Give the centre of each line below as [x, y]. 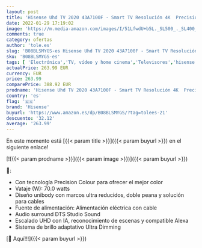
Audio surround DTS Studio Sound [57, 214]
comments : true [25, 34]
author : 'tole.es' [29, 46]
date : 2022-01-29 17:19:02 [40, 23]
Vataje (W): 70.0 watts [42, 189]
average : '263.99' [29, 124]
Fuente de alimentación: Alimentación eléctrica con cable [86, 208]
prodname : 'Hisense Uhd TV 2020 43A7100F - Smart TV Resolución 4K [93, 90]
